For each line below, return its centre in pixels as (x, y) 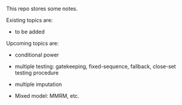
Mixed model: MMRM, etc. (47, 96)
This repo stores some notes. (42, 9)
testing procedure (37, 73)
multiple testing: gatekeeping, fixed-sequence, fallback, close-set (95, 66)
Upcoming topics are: (33, 43)
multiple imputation (38, 84)
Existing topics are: (29, 20)
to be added (29, 32)
